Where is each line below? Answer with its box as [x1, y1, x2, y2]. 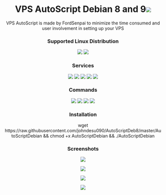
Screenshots [67, 146, 99, 153]
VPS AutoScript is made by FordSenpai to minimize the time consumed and [6, 20, 160, 26]
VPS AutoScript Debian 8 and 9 [15, 3, 146, 15]
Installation [69, 111, 97, 118]
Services [72, 62, 94, 69]
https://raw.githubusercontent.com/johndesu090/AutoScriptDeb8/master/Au [4, 128, 162, 134]
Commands [69, 86, 97, 93]
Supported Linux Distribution [47, 37, 119, 44]
